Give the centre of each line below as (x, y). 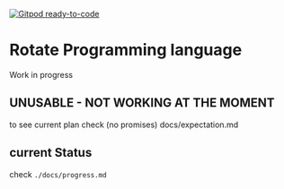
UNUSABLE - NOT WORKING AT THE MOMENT (142, 103)
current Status (51, 153)
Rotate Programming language (126, 50)
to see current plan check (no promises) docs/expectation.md (124, 125)
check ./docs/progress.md (58, 174)
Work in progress (41, 74)
